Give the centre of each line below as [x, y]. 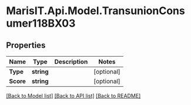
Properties [26, 45]
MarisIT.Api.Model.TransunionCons [95, 11]
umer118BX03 [41, 23]
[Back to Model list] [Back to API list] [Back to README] [73, 96]
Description [71, 62]
